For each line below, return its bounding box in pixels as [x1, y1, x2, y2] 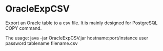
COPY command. [5, 25, 42, 31]
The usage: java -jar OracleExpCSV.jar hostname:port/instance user [5, 35, 149, 41]
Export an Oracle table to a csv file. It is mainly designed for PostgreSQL [5, 20, 158, 26]
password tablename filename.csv [5, 40, 78, 46]
